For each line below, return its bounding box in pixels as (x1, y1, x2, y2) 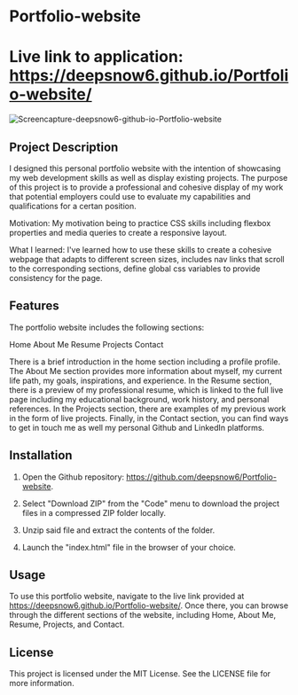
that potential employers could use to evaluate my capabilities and (9, 191, 251, 201)
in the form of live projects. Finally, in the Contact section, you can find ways (9, 412, 289, 423)
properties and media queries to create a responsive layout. (9, 227, 228, 238)
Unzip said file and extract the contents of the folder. (21, 525, 216, 535)
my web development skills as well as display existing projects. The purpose (9, 172, 288, 183)
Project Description (9, 139, 119, 154)
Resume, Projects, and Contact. (9, 619, 125, 630)
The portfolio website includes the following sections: (9, 322, 205, 332)
